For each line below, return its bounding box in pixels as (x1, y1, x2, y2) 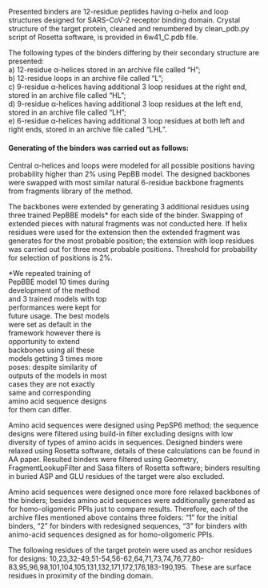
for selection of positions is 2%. (8, 253, 114, 263)
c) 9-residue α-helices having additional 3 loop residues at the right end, (8, 82, 248, 91)
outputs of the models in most (8, 371, 107, 380)
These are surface (190, 562, 252, 572)
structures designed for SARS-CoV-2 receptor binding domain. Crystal (8, 15, 241, 25)
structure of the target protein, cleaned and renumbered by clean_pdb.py (8, 24, 250, 33)
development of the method (8, 286, 100, 295)
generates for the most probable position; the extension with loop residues (8, 236, 254, 245)
